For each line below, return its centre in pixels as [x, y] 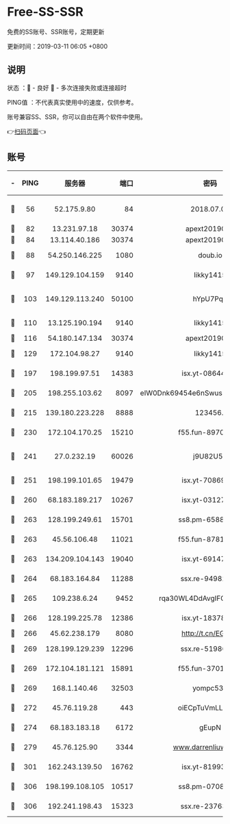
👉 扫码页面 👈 [27, 131]
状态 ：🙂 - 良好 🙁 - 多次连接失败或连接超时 [67, 88]
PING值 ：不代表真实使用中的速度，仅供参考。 [72, 102]
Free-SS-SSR [45, 12]
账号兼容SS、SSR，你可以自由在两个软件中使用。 [77, 116]
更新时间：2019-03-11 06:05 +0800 [57, 46]
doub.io [210, 255]
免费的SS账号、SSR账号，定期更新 [56, 31]
